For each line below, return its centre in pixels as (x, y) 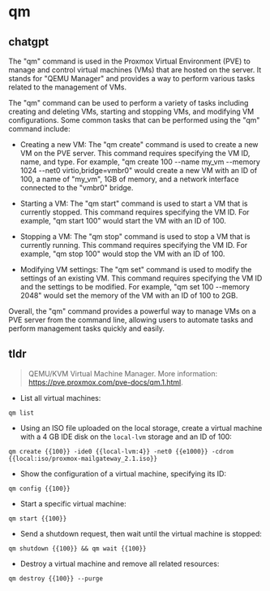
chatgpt (29, 42)
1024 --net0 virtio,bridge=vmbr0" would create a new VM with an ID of (139, 170)
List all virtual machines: (60, 398)
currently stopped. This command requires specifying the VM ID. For (135, 212)
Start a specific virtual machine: (73, 503)
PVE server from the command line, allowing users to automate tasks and (131, 320)
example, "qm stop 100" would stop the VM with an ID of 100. (122, 254)
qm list (21, 413)
